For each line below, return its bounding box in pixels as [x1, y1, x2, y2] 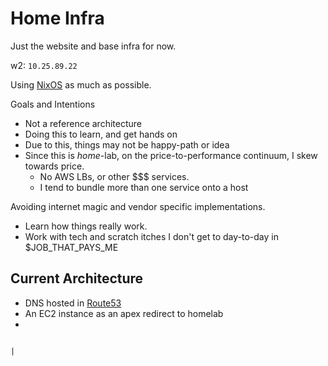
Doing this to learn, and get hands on [24, 128, 178, 140]
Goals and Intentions [10, 98, 96, 110]
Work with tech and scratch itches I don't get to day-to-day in [24, 230, 279, 242]
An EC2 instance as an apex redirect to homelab [24, 307, 224, 319]
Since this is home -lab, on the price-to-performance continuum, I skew [24, 149, 318, 161]
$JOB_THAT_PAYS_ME [24, 241, 119, 253]
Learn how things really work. [24, 220, 148, 232]
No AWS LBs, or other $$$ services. [39, 170, 190, 182]
